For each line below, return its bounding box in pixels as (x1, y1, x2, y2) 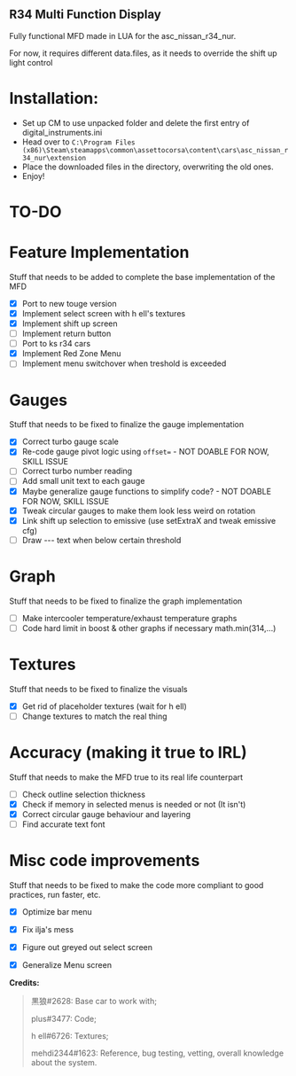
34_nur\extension (21, 153, 87, 162)
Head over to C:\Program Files (21, 136, 136, 147)
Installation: (9, 89, 99, 108)
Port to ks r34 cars (21, 339, 91, 349)
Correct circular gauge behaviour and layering (21, 808, 191, 819)
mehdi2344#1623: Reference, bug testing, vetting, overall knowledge (30, 1048, 284, 1058)
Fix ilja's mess (21, 924, 74, 935)
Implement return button (21, 328, 112, 339)
